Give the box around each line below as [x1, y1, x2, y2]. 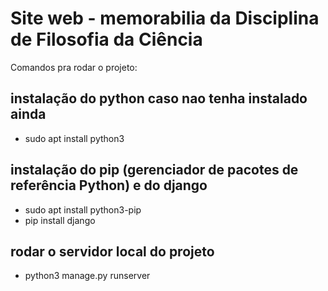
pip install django [24, 214, 96, 226]
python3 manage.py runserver [24, 270, 151, 282]
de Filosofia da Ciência [10, 28, 203, 51]
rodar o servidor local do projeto [10, 243, 215, 260]
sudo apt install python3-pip [24, 203, 142, 216]
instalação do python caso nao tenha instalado [10, 90, 308, 107]
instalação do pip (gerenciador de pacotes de [10, 162, 299, 179]
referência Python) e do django [10, 177, 208, 194]
